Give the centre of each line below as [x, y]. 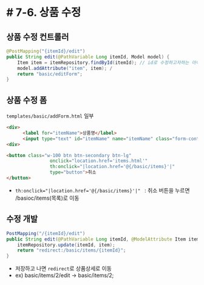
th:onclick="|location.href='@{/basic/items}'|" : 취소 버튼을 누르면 [102, 190]
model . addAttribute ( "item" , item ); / [65, 68]
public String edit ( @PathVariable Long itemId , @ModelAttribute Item [96, 239]
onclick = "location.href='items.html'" [99, 161]
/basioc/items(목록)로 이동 [47, 198]
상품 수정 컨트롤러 [38, 37]
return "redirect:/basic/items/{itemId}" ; [72, 250]
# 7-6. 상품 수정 [44, 12]
